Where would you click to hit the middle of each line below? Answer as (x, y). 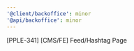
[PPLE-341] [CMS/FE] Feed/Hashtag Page (67, 40)
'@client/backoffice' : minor (49, 14)
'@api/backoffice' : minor (44, 20)
